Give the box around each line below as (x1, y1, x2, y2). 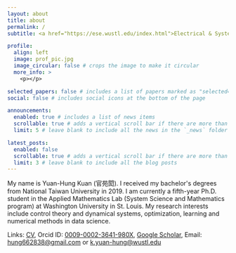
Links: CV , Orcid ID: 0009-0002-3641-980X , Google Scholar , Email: (7, 231, 202, 239)
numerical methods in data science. (7, 217, 111, 226)
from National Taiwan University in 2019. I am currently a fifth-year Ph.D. (7, 187, 217, 195)
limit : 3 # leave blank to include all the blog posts (13, 159, 178, 166)
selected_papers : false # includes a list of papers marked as (7, 88, 197, 95)
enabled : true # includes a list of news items (13, 114, 156, 121)
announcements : (7, 107, 52, 115)
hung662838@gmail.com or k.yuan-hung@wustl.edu (7, 238, 162, 247)
